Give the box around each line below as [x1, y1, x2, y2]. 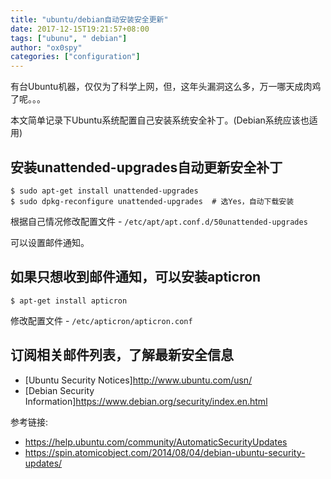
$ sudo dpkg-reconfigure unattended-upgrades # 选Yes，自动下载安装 [10, 196, 295, 206]
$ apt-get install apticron [10, 296, 128, 306]
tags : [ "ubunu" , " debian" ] [10, 33, 128, 43]
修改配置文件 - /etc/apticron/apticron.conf [10, 314, 193, 326]
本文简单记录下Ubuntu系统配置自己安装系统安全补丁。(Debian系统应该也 [10, 114, 310, 126]
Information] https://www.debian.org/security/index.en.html [24, 395, 268, 407]
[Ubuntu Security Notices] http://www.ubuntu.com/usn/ [24, 374, 253, 386]
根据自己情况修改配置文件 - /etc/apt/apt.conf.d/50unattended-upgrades [10, 215, 308, 227]
